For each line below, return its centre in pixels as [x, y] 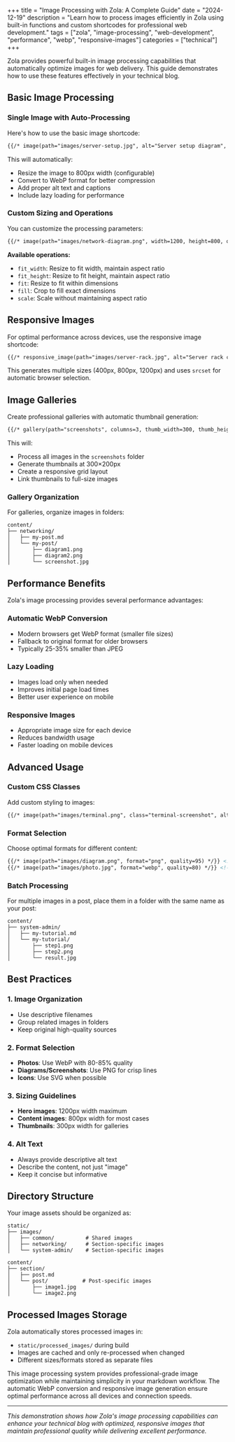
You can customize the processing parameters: [75, 228]
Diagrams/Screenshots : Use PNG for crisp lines [87, 1070]
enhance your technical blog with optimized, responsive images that [106, 1424]
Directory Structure [51, 1196]
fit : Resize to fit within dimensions [68, 283]
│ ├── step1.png [40, 946]
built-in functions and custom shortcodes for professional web [97, 25]
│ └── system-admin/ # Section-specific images [86, 1250]
